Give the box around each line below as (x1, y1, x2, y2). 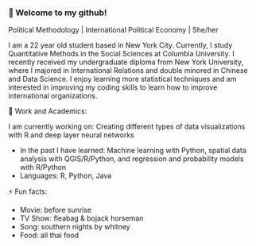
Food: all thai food (19, 230, 80, 240)
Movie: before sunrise (19, 206, 92, 215)
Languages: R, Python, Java (19, 171, 112, 181)
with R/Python (19, 163, 67, 172)
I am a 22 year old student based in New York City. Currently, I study (8, 40, 233, 50)
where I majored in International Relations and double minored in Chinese (8, 66, 248, 75)
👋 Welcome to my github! (8, 7, 107, 18)
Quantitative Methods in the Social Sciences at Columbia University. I (8, 49, 235, 59)
